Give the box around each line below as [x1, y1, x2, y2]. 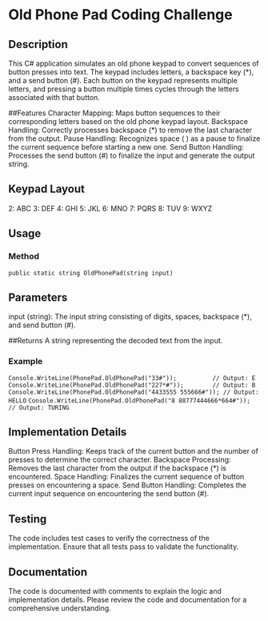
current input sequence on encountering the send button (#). [8, 489, 210, 499]
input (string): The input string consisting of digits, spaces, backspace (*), [8, 312, 252, 322]
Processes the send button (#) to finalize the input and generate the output [8, 150, 255, 160]
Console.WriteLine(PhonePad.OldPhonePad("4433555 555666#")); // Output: [8, 388, 260, 396]
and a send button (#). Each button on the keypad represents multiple [8, 76, 238, 85]
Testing [8, 512, 47, 526]
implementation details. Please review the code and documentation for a [8, 595, 247, 605]
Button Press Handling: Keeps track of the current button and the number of [8, 447, 258, 456]
